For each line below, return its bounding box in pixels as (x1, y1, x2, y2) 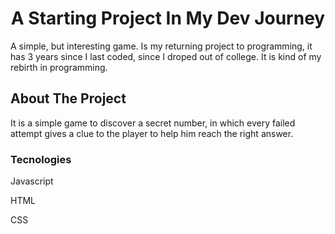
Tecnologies (10, 152, 72, 166)
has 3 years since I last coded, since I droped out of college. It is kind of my (10, 50, 322, 62)
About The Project (10, 90, 127, 107)
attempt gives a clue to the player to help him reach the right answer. (10, 127, 294, 139)
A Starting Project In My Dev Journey (10, 7, 326, 30)
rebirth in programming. (10, 61, 108, 73)
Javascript (10, 175, 54, 187)
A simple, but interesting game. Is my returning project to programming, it (10, 40, 313, 52)
